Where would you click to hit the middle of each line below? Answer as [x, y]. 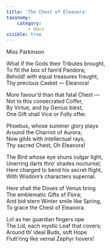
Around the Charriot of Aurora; [44, 133]
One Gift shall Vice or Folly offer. [46, 114]
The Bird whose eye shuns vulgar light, [55, 157]
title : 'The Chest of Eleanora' [47, 12]
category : [30, 23]
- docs [36, 29]
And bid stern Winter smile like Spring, [54, 201]
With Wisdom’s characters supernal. [51, 176]
